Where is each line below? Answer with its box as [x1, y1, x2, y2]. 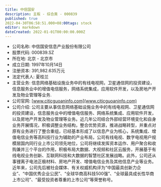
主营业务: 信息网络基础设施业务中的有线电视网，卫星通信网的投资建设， [12, 80, 155, 85]
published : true [5, 16, 38, 21]
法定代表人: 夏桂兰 [12, 74, 49, 79]
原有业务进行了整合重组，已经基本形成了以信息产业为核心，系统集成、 [12, 128, 152, 134]
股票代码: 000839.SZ [12, 49, 54, 55]
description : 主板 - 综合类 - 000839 [5, 12, 77, 16]
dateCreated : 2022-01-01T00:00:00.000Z [5, 30, 86, 34]
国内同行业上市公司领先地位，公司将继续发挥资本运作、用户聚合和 [20, 140, 152, 146]
